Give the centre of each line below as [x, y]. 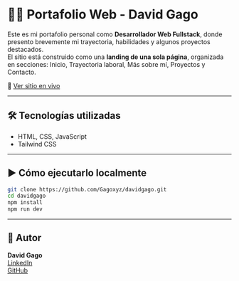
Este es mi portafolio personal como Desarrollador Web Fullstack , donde [115, 34]
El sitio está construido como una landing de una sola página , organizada [116, 57]
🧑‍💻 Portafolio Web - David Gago [103, 15]
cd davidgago [27, 196]
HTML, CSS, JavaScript [52, 136]
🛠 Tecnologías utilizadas [64, 116]
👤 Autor [25, 238]
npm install [25, 203]
